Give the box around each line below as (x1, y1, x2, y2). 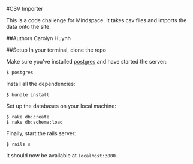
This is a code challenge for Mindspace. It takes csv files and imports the (6, 17, 187, 23)
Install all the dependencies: (6, 80, 76, 87)
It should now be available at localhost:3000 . (6, 152, 117, 159)
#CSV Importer (6, 5, 44, 12)
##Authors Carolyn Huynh (6, 35, 71, 41)
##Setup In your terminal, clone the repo (6, 46, 107, 53)
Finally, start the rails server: (6, 130, 77, 137)
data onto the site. (6, 23, 51, 30)
